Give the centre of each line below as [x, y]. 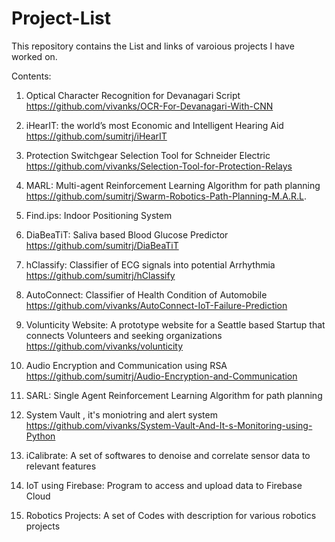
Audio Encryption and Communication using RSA [126, 365]
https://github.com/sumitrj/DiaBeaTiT [102, 245]
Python [40, 436]
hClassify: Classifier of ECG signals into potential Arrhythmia [150, 264]
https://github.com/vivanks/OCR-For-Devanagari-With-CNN [149, 106]
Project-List [61, 18]
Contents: [31, 76]
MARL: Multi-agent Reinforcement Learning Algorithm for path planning [173, 185]
